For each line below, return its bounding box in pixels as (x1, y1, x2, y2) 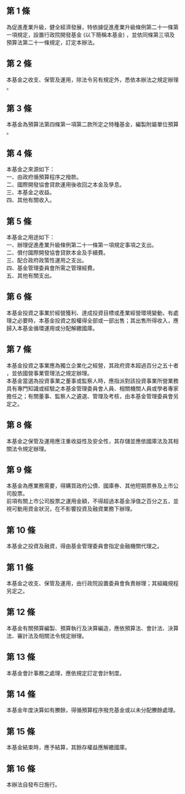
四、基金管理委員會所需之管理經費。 (6, 264, 98, 272)
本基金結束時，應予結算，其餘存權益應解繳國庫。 (6, 744, 130, 751)
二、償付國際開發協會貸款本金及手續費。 (6, 249, 109, 256)
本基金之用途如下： (6, 234, 55, 241)
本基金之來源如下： (6, 165, 55, 173)
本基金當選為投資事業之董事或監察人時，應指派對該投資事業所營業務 (6, 377, 179, 384)
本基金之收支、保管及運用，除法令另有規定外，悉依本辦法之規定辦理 (6, 76, 179, 83)
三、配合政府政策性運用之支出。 (6, 257, 87, 264)
